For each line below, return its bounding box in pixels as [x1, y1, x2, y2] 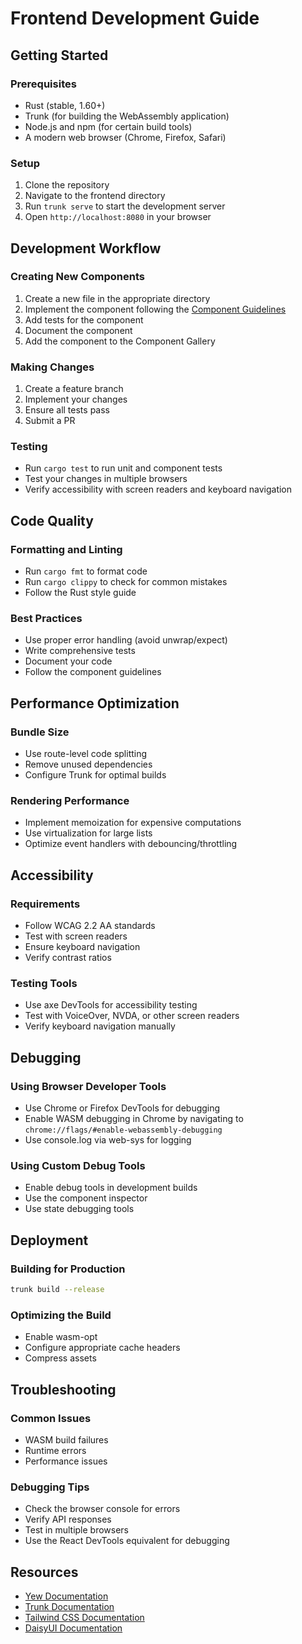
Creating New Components [10, 270, 145, 284]
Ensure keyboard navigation [24, 941, 141, 953]
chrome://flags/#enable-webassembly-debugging [24, 1125, 223, 1136]
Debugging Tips [10, 1480, 90, 1494]
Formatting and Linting [10, 542, 123, 556]
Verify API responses [24, 1513, 112, 1526]
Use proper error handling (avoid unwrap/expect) [24, 634, 228, 646]
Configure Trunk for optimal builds [24, 769, 167, 781]
